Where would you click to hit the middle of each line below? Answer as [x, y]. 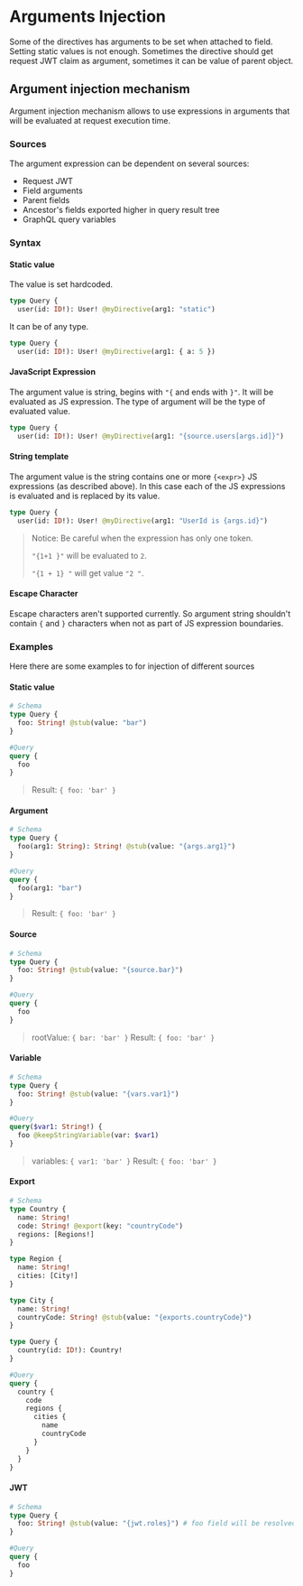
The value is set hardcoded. [61, 284]
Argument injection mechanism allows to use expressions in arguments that [150, 111]
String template [39, 457]
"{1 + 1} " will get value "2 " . [87, 573]
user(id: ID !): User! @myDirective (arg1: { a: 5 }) [117, 351]
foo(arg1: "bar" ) [50, 888]
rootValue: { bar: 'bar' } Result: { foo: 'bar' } [123, 1037]
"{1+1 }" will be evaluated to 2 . [89, 555]
